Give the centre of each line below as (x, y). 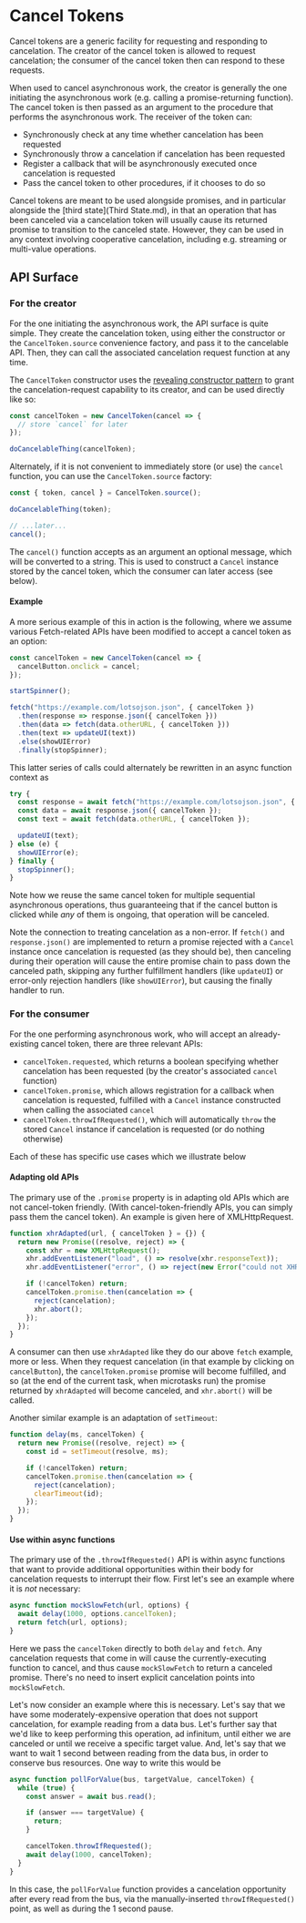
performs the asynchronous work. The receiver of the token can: (131, 117)
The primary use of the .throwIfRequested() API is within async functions (147, 1560)
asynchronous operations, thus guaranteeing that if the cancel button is (143, 905)
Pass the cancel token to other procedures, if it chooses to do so (144, 182)
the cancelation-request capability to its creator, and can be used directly (147, 389)
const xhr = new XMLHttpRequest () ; (93, 1250)
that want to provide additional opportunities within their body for (132, 1570)
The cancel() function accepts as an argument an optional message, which (151, 551)
